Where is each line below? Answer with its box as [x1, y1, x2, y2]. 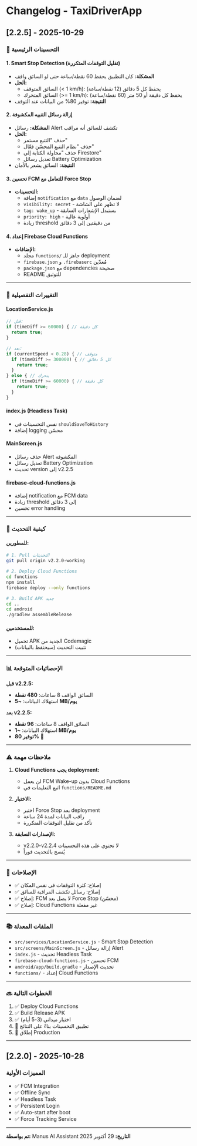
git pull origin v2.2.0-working [6, 558, 85, 564]
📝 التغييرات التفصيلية [6, 291, 58, 299]
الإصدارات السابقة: [14, 830, 56, 838]
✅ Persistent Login [14, 1102, 60, 1109]
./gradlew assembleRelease [6, 612, 72, 618]
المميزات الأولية [6, 1069, 46, 1077]
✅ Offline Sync [14, 1088, 51, 1096]
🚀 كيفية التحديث [6, 525, 46, 533]
